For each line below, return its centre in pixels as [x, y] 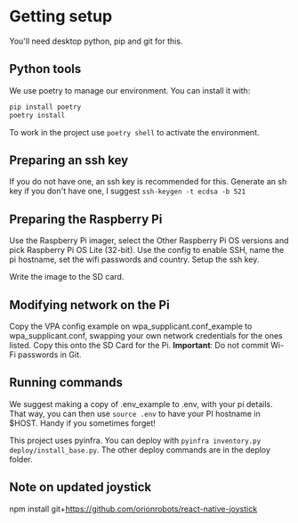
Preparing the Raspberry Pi [86, 219]
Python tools [45, 69]
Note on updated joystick [81, 487]
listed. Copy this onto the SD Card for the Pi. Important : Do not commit [139, 345]
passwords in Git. [49, 355]
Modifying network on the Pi [90, 305]
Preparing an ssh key [69, 160]
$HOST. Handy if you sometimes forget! [82, 423]
